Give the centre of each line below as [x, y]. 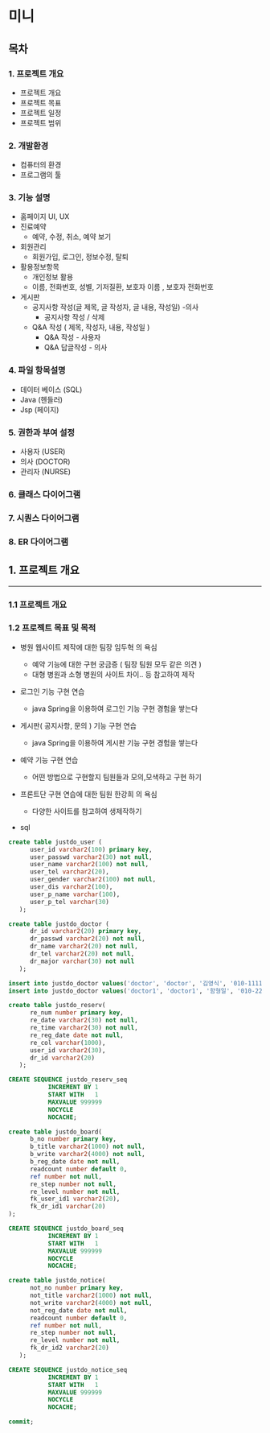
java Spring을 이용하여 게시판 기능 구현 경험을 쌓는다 [115, 742]
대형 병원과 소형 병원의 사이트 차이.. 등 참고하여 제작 [113, 674]
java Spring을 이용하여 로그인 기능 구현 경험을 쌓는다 [115, 708]
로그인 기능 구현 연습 [52, 691]
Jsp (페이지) [39, 409]
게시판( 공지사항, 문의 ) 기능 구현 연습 [78, 725]
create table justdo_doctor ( [59, 924]
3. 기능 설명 [29, 198]
